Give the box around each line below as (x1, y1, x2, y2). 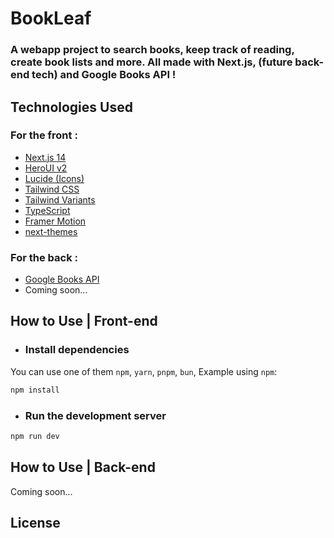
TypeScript (24, 204, 71, 216)
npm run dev (10, 431, 60, 441)
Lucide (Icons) (24, 172, 85, 184)
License (10, 515, 61, 532)
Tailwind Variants (24, 193, 96, 206)
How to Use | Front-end (10, 313, 158, 330)
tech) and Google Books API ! (31, 68, 177, 82)
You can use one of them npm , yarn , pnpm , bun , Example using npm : (10, 365, 278, 377)
